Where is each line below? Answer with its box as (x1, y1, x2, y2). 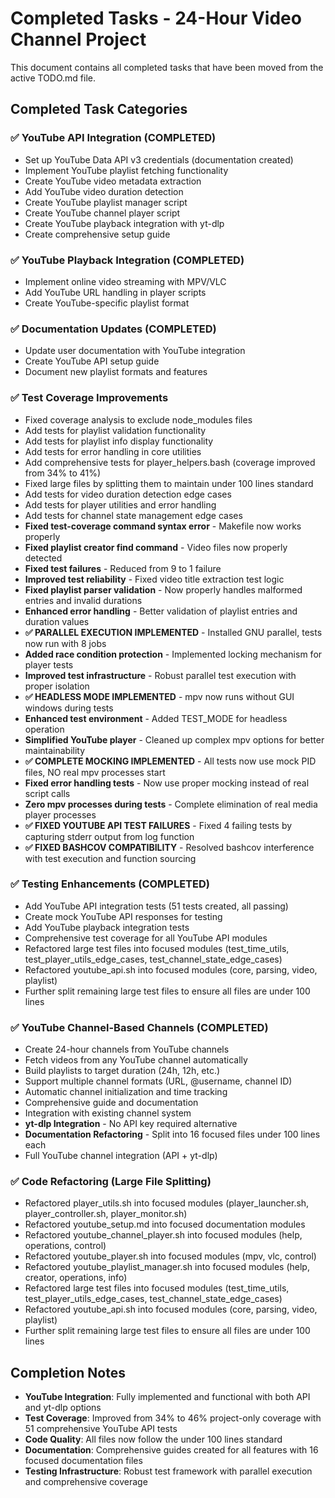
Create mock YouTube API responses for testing (24, 910, 223, 922)
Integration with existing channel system (24, 1107, 192, 1119)
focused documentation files (24, 1455, 143, 1467)
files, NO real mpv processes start (24, 766, 166, 778)
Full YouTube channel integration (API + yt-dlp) (24, 1150, 218, 1162)
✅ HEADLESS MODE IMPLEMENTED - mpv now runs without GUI (24, 690, 295, 702)
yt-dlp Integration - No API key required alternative (24, 1118, 238, 1130)
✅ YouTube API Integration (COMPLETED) (10, 131, 217, 145)
